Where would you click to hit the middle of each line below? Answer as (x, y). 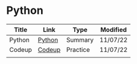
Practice (78, 50)
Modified (114, 30)
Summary (80, 40)
